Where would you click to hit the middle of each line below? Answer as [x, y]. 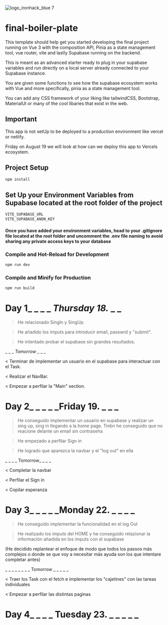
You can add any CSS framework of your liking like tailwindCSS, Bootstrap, [82, 98]
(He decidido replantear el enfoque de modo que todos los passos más [78, 548]
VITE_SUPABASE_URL [24, 215]
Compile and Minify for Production [48, 277]
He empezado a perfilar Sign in [49, 441]
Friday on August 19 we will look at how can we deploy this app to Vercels [81, 147]
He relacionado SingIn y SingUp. [51, 322]
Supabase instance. [26, 73]
